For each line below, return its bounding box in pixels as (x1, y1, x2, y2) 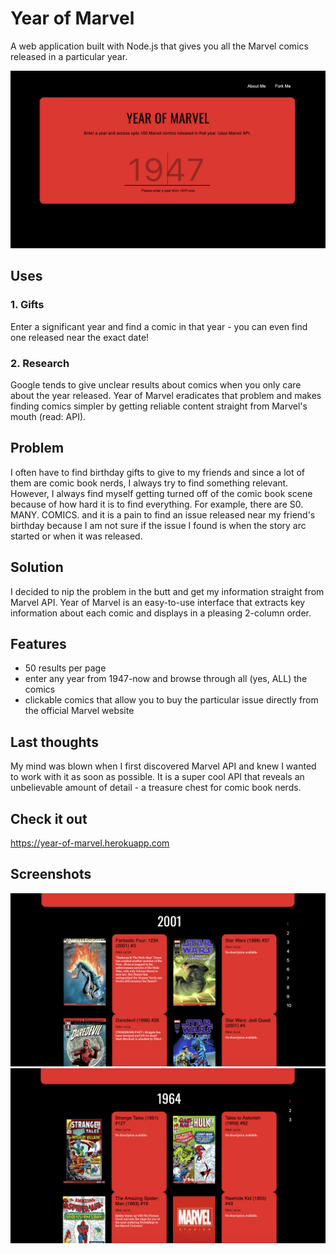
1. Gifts (10, 298, 45, 312)
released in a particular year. (10, 50, 128, 62)
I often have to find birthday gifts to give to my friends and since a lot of (10, 466, 306, 478)
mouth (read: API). (10, 410, 87, 422)
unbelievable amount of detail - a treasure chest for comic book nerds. (10, 782, 302, 794)
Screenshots (10, 866, 92, 883)
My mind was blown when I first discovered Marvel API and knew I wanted (10, 760, 317, 772)
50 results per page (24, 662, 107, 674)
